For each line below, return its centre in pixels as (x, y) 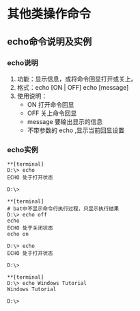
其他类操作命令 (49, 14)
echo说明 (23, 62)
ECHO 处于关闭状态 (30, 228)
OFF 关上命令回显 (52, 113)
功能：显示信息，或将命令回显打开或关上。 (77, 79)
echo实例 (23, 149)
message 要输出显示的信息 (65, 121)
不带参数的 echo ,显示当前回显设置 (76, 130)
